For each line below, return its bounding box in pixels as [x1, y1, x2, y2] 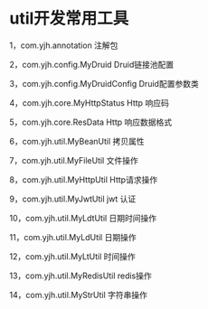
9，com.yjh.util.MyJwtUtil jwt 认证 [9, 193, 137, 204]
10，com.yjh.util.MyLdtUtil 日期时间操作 [9, 212, 157, 223]
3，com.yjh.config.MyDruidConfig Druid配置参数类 [9, 78, 199, 89]
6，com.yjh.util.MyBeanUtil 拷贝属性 [9, 136, 145, 146]
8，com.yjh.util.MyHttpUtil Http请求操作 [9, 173, 158, 185]
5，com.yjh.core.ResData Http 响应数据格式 [9, 117, 173, 127]
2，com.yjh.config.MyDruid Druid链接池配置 [9, 59, 175, 70]
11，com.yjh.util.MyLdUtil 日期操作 [9, 231, 137, 242]
